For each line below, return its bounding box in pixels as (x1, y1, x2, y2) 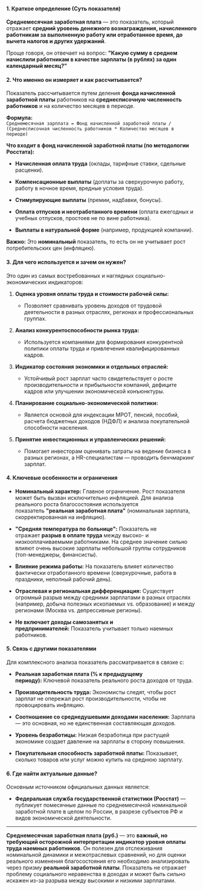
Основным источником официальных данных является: (6, 783, 150, 791)
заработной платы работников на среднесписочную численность (6, 96, 182, 103)
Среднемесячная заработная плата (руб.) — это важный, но (6, 832, 168, 839)
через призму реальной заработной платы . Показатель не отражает (6, 864, 187, 871)
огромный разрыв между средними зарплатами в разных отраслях (14, 594, 191, 601)
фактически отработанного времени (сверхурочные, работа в (14, 569, 176, 576)
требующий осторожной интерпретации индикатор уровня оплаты (6, 838, 186, 846)
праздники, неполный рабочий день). (14, 575, 112, 583)
